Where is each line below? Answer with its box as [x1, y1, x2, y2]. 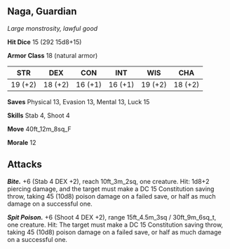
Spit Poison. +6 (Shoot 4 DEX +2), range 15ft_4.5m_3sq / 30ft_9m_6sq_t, [7, 213, 217, 221]
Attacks [7, 159, 42, 171]
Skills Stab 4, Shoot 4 [7, 111, 70, 120]
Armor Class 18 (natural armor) [7, 51, 98, 59]
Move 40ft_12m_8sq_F [7, 124, 72, 133]
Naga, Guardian [7, 6, 77, 17]
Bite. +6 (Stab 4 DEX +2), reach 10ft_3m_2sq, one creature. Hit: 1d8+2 [7, 177, 210, 185]
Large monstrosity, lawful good [7, 24, 98, 32]
